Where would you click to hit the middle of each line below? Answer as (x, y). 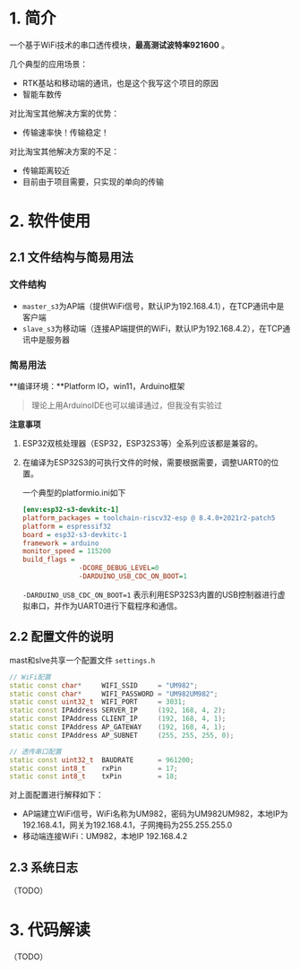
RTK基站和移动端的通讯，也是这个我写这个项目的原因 (120, 82)
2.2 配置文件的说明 (61, 637)
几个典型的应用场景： (48, 64)
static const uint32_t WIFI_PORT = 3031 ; (98, 702)
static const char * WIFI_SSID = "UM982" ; (104, 685)
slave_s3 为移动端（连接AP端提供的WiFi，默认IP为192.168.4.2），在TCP (152, 328)
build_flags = (48, 560)
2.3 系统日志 (44, 867)
